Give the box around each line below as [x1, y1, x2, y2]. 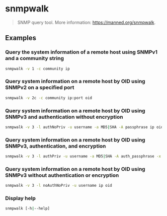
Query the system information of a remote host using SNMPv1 [5, 49, 158, 56]
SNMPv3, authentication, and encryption [5, 143, 106, 149]
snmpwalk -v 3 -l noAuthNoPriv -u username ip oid [5, 183, 112, 188]
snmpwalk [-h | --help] [5, 206, 50, 211]
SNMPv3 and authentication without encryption [5, 113, 123, 120]
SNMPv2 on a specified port [5, 84, 75, 91]
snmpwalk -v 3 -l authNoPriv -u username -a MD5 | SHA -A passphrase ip [5, 125, 155, 130]
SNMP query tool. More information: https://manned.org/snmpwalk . [17, 19, 156, 25]
